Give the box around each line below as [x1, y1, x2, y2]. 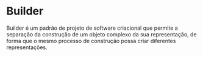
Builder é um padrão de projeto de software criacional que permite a [6, 24, 178, 32]
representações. [6, 44, 48, 51]
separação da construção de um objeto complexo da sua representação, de [6, 30, 197, 38]
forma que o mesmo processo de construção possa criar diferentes [6, 37, 176, 44]
